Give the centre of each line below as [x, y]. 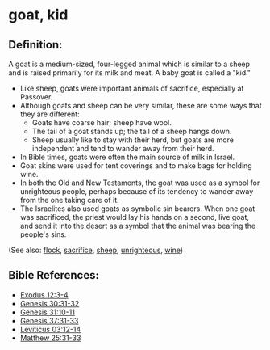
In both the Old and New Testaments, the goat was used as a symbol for [140, 183]
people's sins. [43, 234]
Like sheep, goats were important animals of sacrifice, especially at [132, 88]
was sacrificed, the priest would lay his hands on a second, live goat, [135, 217]
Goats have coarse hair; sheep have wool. [102, 122]
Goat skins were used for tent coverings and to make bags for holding [136, 166]
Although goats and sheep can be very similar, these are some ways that [141, 105]
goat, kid [38, 15]
